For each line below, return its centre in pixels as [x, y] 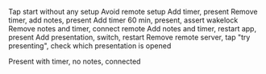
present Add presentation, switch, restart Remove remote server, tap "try [129, 37]
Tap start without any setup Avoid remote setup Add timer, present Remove [133, 12]
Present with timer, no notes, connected [75, 61]
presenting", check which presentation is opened [90, 46]
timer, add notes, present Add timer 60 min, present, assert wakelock [123, 20]
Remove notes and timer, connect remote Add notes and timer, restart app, [132, 29]
